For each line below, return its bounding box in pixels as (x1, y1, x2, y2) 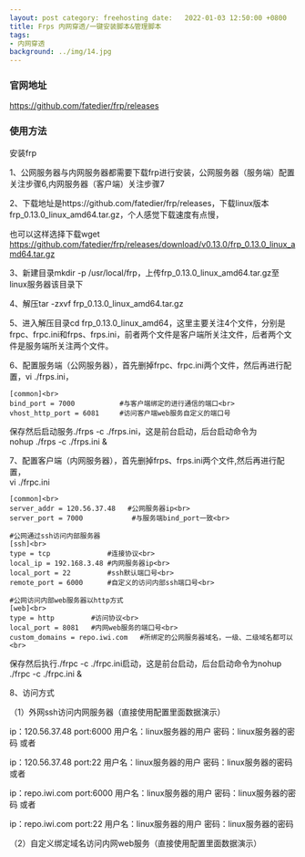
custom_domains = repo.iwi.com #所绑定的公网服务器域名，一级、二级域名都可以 (9, 632, 293, 642)
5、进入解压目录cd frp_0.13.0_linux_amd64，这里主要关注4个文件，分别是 (9, 317, 286, 329)
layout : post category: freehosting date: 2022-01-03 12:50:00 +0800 (9, 13, 287, 23)
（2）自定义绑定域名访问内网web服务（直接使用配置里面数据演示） (9, 837, 262, 849)
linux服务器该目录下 (9, 278, 84, 289)
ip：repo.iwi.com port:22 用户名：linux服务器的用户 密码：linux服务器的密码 (9, 818, 294, 829)
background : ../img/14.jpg (9, 47, 112, 57)
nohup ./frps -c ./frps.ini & (9, 435, 107, 447)
